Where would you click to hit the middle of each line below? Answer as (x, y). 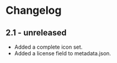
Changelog (34, 10)
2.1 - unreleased (36, 33)
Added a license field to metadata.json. (63, 53)
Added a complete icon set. (48, 47)
